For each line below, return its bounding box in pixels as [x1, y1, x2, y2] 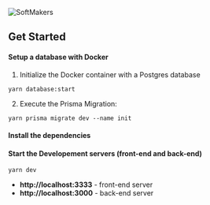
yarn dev [8, 166, 37, 174]
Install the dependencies [8, 131, 91, 140]
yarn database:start [8, 85, 76, 93]
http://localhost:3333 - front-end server [19, 180, 153, 189]
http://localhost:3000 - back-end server [19, 188, 154, 198]
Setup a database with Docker [8, 52, 109, 61]
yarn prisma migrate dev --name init [8, 114, 132, 122]
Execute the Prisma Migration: [19, 99, 118, 108]
